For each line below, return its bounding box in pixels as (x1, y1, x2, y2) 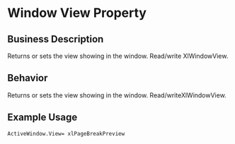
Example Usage (7, 112, 78, 124)
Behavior (7, 72, 48, 84)
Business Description (7, 33, 104, 45)
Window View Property (7, 5, 147, 21)
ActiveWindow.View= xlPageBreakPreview (7, 130, 125, 137)
